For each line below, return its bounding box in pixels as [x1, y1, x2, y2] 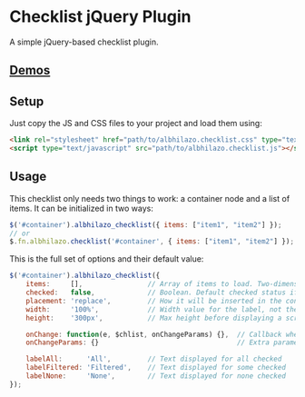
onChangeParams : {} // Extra [25, 338, 271, 347]
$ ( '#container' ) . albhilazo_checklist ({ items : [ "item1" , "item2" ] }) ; [9, 220, 282, 229]
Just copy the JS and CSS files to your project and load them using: [9, 118, 263, 129]
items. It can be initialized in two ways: [9, 203, 154, 213]
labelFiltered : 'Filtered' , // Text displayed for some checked [25, 363, 286, 372]
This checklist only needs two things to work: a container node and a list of [9, 193, 290, 203]
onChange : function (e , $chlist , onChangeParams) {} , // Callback [25, 330, 282, 339]
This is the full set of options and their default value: [9, 253, 204, 264]
